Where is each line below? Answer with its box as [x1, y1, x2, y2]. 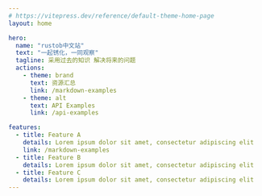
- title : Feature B [15, 153, 81, 161]
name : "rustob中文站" [15, 41, 85, 49]
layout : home [8, 19, 52, 27]
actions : [15, 64, 45, 73]
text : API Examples [29, 102, 95, 110]
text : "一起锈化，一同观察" [15, 49, 99, 57]
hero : [8, 34, 27, 42]
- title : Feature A [15, 131, 81, 140]
